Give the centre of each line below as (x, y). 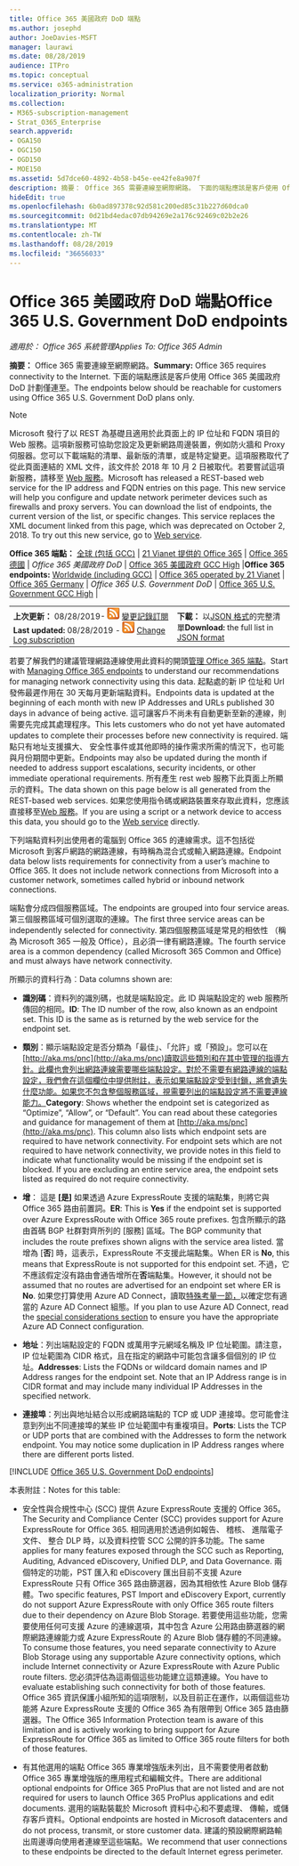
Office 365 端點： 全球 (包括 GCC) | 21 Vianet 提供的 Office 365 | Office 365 (149, 554)
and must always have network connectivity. (91, 961)
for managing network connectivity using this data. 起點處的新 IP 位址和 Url (147, 681)
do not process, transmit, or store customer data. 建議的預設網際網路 (148, 1830)
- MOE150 (25, 169)
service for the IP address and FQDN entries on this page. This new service (148, 488)
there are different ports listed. (78, 1454)
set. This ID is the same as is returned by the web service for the (141, 1018)
